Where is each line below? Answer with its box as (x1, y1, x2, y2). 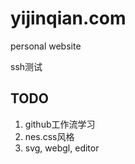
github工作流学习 (24, 118, 96, 130)
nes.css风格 (24, 130, 75, 142)
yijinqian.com (10, 7, 127, 30)
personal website (10, 40, 82, 52)
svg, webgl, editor (24, 142, 100, 154)
